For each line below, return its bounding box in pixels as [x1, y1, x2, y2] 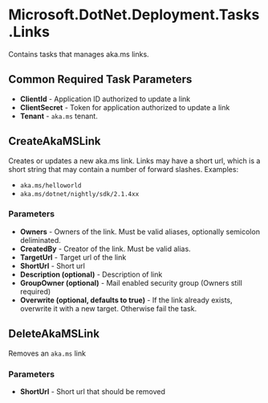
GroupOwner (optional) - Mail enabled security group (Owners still [19, 278, 242, 287]
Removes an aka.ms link [8, 348, 87, 358]
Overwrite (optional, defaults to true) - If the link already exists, [19, 295, 233, 305]
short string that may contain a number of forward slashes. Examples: [8, 164, 239, 174]
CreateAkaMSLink [8, 134, 101, 148]
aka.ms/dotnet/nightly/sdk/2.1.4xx [19, 190, 140, 198]
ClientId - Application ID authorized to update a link [19, 94, 191, 104]
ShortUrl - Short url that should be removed [19, 386, 166, 396]
